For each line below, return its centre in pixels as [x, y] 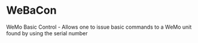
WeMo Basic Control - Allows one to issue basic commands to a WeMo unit [99, 27]
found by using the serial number [47, 33]
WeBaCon [31, 10]
